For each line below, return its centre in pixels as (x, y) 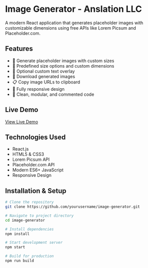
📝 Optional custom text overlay (43, 71)
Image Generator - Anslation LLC (74, 9)
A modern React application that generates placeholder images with (74, 23)
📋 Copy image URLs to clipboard (46, 82)
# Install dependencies (30, 229)
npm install (17, 234)
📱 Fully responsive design (38, 89)
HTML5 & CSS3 (28, 154)
